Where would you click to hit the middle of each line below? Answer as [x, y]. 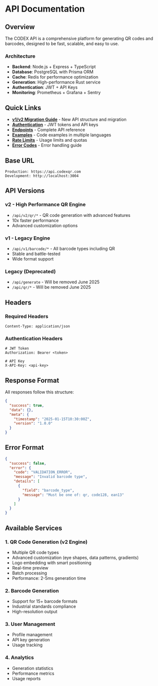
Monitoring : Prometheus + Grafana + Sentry [56, 93]
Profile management [32, 635]
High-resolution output [35, 612]
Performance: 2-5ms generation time [49, 578]
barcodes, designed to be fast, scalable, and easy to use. [62, 44]
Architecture [20, 56]
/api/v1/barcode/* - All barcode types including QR [63, 248]
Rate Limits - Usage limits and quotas [50, 140]
